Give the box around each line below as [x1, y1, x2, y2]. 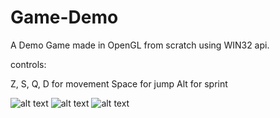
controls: [10, 58, 47, 70]
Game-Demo [10, 6, 119, 29]
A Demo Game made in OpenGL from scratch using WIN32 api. [10, 39, 270, 51]
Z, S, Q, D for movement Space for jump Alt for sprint [10, 77, 228, 90]
